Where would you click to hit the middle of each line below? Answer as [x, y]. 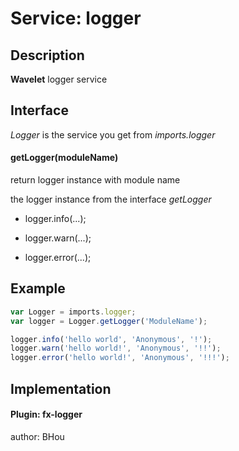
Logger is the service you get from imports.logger [113, 134]
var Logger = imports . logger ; [73, 312]
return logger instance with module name [95, 180]
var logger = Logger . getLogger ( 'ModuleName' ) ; [109, 321]
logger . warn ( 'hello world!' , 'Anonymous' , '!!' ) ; [116, 348]
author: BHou [37, 436]
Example [38, 288]
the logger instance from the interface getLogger [111, 199]
